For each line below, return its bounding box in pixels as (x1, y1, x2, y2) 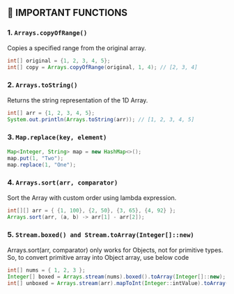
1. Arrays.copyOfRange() (7, 28, 88, 38)
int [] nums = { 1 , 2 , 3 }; (7, 266, 86, 274)
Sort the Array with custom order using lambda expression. (7, 193, 177, 202)
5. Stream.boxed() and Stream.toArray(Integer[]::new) (7, 230, 194, 240)
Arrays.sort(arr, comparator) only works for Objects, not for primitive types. (7, 245, 224, 254)
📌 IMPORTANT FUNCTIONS (7, 7, 127, 19)
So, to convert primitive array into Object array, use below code (7, 253, 189, 261)
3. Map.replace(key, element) (7, 132, 107, 142)
